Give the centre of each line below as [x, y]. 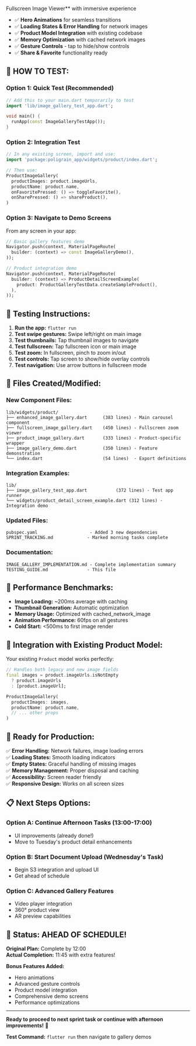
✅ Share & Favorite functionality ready [61, 53]
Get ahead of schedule [42, 876]
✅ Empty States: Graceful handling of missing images [71, 764]
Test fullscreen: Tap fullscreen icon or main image [76, 347]
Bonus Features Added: [35, 966]
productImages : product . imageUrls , [55, 181]
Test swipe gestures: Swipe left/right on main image [78, 334]
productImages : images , [40, 702]
